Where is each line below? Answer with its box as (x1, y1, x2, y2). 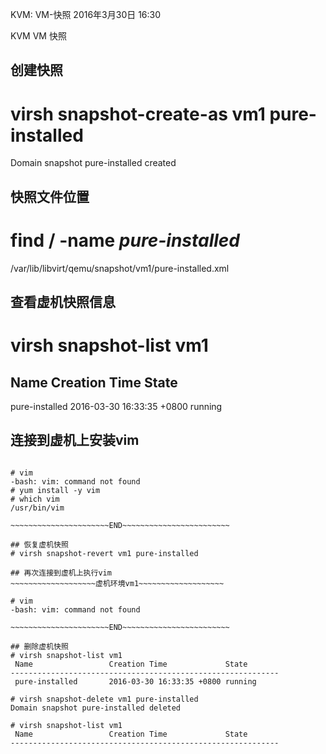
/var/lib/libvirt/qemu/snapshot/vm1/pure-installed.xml (10, 262, 230, 274)
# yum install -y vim (10, 485, 101, 495)
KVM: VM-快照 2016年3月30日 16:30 (10, 9, 162, 20)
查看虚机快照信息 (10, 294, 116, 311)
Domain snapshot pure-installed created (10, 157, 177, 169)
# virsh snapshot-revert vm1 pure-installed (10, 548, 199, 558)
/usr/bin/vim (10, 503, 65, 513)
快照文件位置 (10, 188, 90, 205)
